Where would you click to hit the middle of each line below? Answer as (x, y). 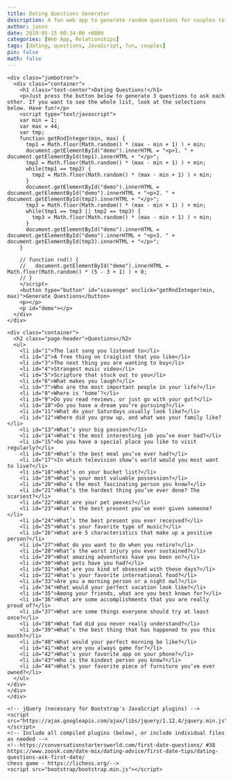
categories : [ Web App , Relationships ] (63, 40)
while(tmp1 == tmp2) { (58, 168)
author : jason (28, 26)
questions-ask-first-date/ (46, 757)
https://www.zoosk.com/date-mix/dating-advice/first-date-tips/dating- (113, 751)
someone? (200, 508)
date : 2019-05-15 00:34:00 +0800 (55, 33)
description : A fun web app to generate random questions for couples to (116, 20)
